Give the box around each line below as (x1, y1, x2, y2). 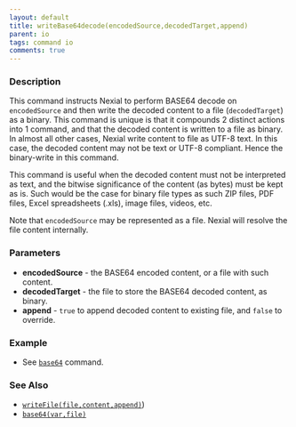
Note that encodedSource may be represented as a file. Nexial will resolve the (9, 215, 288, 226)
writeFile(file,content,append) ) (21, 399, 145, 410)
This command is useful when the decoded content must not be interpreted (9, 170, 286, 181)
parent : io (9, 29, 50, 38)
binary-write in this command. (9, 152, 119, 163)
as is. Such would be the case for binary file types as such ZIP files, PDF (9, 189, 275, 199)
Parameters (9, 246, 60, 259)
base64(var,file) (21, 410, 87, 419)
